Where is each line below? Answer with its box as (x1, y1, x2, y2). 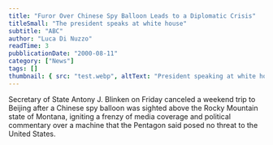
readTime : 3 (8, 42, 49, 50)
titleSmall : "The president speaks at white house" (8, 19, 187, 28)
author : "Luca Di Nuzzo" (8, 34, 93, 43)
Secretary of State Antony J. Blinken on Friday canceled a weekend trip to (8, 94, 256, 104)
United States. (8, 129, 56, 139)
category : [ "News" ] (8, 58, 75, 66)
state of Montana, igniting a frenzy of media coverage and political (8, 111, 232, 122)
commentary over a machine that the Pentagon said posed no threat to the (8, 120, 258, 130)
